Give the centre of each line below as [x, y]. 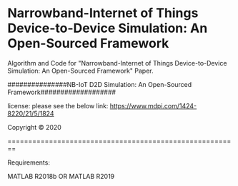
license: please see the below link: [58, 105]
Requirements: [29, 162]
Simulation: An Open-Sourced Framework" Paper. [80, 71]
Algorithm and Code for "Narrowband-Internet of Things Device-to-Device [117, 63]
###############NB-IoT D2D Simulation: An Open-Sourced [100, 84]
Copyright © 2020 [35, 127]
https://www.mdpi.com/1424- [153, 105]
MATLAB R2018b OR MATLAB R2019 [61, 176]
